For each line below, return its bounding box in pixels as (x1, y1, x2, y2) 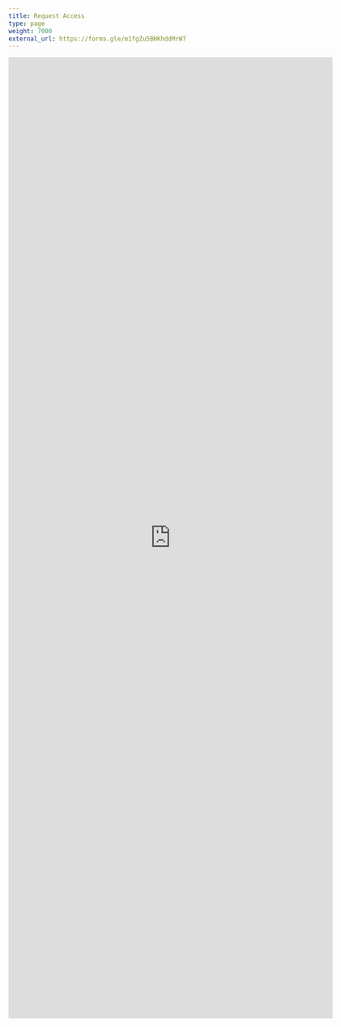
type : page (8, 19, 45, 28)
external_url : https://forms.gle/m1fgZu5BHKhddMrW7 (8, 34, 186, 43)
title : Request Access (8, 11, 85, 20)
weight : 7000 (8, 27, 53, 35)
